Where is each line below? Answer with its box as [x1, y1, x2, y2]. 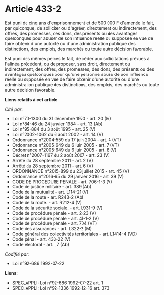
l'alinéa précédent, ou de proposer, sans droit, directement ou [5, 61, 130, 67]
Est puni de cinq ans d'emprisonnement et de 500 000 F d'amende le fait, [5, 20, 155, 26]
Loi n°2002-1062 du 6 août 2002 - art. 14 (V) [12, 131, 103, 137]
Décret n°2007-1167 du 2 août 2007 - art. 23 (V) [12, 152, 110, 158]
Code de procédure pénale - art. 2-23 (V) [12, 210, 97, 216]
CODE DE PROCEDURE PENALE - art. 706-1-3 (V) [12, 179, 113, 184]
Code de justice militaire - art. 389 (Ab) [12, 184, 92, 189]
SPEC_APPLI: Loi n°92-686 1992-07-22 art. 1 [12, 280, 103, 286]
